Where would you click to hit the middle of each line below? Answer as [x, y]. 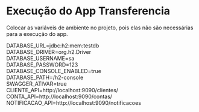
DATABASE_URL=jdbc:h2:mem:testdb [53, 46]
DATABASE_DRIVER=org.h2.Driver [49, 52]
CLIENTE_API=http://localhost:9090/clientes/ [62, 90]
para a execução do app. [37, 34]
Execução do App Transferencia [88, 11]
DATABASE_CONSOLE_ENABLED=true [54, 71]
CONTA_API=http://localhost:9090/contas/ [59, 96]
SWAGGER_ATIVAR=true [37, 84]
